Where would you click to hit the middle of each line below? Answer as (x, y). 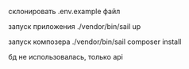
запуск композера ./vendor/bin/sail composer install (95, 42)
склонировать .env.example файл (64, 11)
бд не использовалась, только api (66, 57)
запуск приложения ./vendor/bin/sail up (75, 26)
